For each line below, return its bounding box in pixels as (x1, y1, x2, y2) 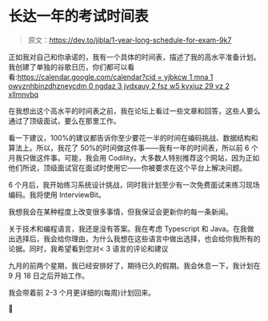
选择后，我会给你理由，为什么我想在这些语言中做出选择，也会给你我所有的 (14, 233, 261, 244)
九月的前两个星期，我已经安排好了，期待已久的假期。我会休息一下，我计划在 (8, 260, 261, 270)
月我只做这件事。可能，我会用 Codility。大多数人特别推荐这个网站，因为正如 (8, 153, 260, 162)
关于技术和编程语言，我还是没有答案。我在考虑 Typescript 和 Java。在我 (8, 224, 248, 233)
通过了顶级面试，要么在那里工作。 (8, 116, 121, 125)
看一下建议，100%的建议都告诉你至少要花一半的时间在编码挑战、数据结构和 (8, 133, 258, 142)
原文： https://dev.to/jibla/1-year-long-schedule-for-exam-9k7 (27, 35, 232, 45)
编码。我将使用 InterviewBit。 (8, 189, 106, 200)
